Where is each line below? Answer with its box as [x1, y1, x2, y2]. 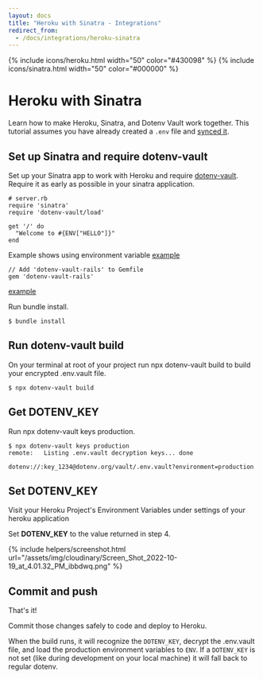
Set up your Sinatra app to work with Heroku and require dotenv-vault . [8, 171, 238, 180]
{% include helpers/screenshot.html [8, 545, 126, 554]
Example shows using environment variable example [8, 250, 180, 259]
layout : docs [8, 11, 52, 20]
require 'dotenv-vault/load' [8, 208, 105, 216]
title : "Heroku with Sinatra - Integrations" [8, 19, 161, 27]
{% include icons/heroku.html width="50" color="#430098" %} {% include [8, 56, 254, 65]
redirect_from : [8, 26, 59, 34]
